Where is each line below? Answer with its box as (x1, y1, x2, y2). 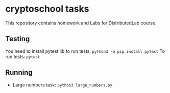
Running (5, 68, 33, 77)
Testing (5, 35, 30, 43)
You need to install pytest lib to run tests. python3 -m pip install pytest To (5, 48, 165, 54)
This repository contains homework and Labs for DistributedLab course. (5, 20, 157, 26)
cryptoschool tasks (5, 3, 89, 15)
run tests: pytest (5, 53, 40, 59)
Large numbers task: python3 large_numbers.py (12, 82, 112, 88)
